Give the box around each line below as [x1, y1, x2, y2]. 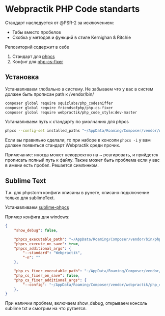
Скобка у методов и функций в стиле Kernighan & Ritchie [12, 34, 131, 40]
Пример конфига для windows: [5, 214, 70, 220]
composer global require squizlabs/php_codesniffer [5, 101, 113, 106]
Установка [5, 73, 39, 82]
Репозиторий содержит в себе [5, 44, 70, 50]
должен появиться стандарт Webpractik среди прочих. [5, 143, 120, 148]
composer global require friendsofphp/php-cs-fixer [5, 105, 113, 110]
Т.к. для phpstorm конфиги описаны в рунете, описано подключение [5, 190, 150, 196]
